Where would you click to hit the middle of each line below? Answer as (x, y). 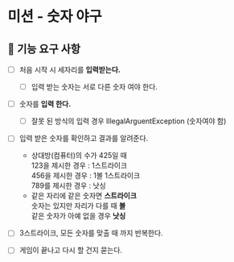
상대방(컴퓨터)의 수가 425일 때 (79, 156)
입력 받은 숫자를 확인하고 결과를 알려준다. (84, 139)
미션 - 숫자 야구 (55, 17)
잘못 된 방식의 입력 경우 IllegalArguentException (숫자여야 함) (129, 121)
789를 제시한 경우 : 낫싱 (68, 185)
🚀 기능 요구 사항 (44, 49)
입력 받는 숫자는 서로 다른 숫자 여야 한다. (94, 87)
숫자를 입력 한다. (45, 104)
